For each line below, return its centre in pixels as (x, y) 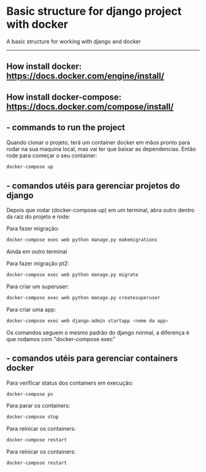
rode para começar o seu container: (52, 155)
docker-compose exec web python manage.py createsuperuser (83, 297)
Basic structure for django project (94, 11)
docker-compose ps (30, 394)
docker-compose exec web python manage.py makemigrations (82, 240)
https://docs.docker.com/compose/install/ (90, 107)
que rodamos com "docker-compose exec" (61, 339)
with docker (37, 24)
